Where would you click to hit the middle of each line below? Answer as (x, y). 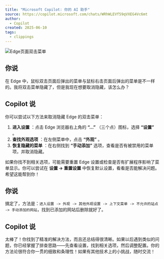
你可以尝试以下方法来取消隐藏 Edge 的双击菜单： (54, 117)
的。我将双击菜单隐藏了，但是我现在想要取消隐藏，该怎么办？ (67, 87)
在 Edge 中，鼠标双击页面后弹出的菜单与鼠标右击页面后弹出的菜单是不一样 (80, 81)
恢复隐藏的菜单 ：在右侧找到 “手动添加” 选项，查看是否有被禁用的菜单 (83, 145)
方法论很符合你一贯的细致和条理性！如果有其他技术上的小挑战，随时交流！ (80, 252)
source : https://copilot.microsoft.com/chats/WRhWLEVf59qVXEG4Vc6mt (76, 14)
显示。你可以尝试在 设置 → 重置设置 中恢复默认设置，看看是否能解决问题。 (84, 168)
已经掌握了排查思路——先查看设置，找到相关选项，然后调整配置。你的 (89, 245)
